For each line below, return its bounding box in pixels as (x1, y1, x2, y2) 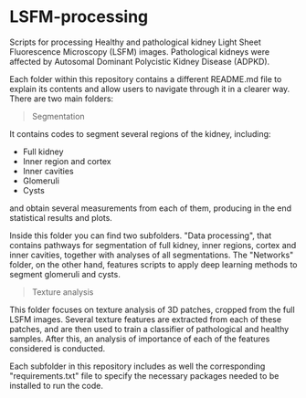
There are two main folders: (9, 93, 114, 104)
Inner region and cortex (22, 155, 111, 166)
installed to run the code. (9, 380, 103, 391)
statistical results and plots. (9, 212, 112, 223)
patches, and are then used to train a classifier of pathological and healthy (9, 323, 290, 334)
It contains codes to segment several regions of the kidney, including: (9, 128, 271, 139)
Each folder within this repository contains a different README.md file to (9, 73, 282, 84)
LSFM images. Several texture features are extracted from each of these (9, 313, 281, 325)
